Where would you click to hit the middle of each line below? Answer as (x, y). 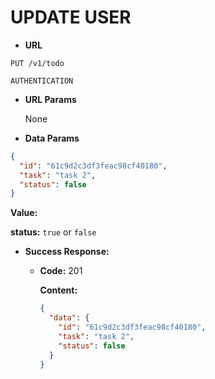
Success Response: (67, 252)
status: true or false (53, 232)
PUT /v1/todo (37, 63)
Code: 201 (61, 271)
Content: (58, 290)
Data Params (52, 138)
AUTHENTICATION (42, 81)
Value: (24, 213)
